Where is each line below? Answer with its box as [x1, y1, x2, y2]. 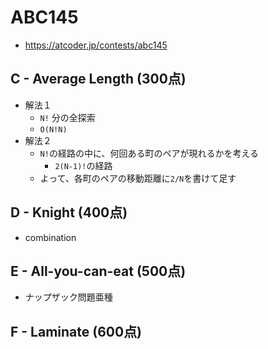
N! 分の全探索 [39, 111, 96, 123]
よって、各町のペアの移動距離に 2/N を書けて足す [39, 172, 237, 184]
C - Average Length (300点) [10, 71, 187, 88]
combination [24, 231, 77, 243]
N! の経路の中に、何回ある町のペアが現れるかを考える [39, 147, 260, 159]
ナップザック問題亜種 [24, 291, 113, 303]
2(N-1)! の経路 [54, 159, 113, 171]
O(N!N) [39, 124, 68, 135]
